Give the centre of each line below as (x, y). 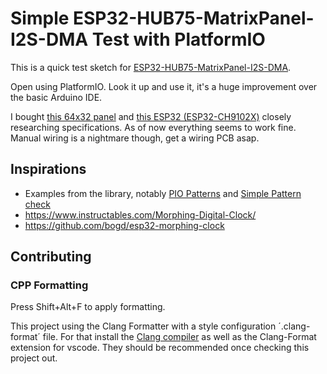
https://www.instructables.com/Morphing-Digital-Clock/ (140, 214)
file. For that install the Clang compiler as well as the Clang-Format (179, 337)
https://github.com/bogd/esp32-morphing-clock (124, 225)
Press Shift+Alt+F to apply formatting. (88, 307)
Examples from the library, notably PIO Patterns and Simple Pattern (163, 193)
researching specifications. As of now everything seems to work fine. (153, 127)
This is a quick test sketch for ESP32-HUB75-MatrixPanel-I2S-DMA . (151, 67)
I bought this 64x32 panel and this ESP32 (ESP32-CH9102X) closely (151, 116)
